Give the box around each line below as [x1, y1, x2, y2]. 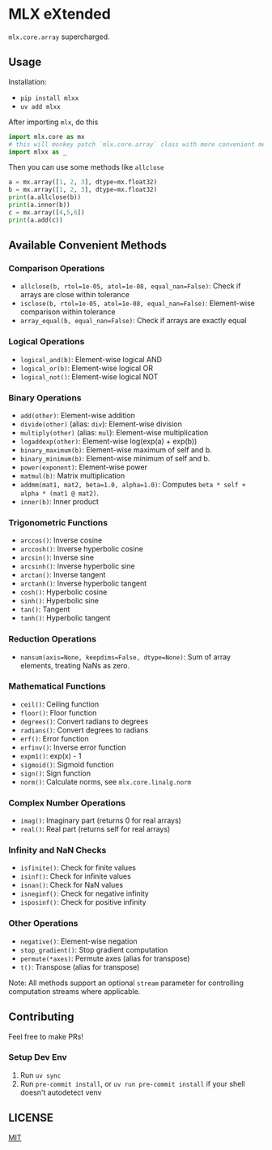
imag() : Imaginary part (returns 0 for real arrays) [19, 815, 182, 825]
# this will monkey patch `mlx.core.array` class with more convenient [8, 140, 255, 149]
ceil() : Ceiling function [19, 699, 100, 709]
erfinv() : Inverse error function [19, 742, 127, 752]
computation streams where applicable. [8, 986, 141, 996]
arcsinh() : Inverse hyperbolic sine [19, 561, 135, 571]
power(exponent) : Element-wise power [19, 462, 148, 472]
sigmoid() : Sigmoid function [19, 759, 115, 769]
